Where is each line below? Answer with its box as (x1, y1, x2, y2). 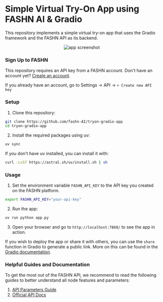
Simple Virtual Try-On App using (5, 3, 140, 15)
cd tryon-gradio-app (5, 124, 47, 128)
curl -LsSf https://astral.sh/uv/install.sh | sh (5, 160, 108, 165)
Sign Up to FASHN (5, 56, 48, 63)
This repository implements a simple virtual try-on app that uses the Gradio (5, 30, 156, 36)
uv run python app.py (5, 215, 49, 220)
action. (12, 230, 26, 235)
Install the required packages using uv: (12, 132, 90, 138)
